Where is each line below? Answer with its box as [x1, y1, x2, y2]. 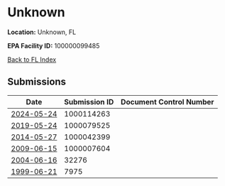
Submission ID [63, 97, 114, 106]
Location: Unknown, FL [7, 28, 77, 36]
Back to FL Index [7, 55, 57, 64]
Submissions [7, 76, 66, 88]
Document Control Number [120, 97, 214, 106]
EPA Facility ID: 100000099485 [7, 41, 100, 50]
